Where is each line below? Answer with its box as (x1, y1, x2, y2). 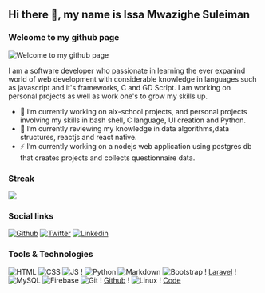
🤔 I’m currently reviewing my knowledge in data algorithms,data (19, 123, 230, 133)
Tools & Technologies (8, 249, 93, 260)
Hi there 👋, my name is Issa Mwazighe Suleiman (8, 8, 250, 22)
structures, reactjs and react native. (19, 132, 137, 142)
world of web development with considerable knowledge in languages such (8, 74, 257, 84)
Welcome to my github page (8, 32, 120, 43)
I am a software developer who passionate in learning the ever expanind (8, 66, 246, 75)
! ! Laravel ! (81, 267, 237, 276)
